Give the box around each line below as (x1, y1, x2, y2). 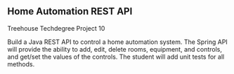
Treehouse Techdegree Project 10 (7, 24, 105, 32)
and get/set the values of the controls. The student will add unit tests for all (7, 52, 225, 61)
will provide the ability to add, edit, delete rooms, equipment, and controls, (7, 45, 223, 53)
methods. (7, 59, 35, 68)
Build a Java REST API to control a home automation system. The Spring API (7, 38, 228, 46)
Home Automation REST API (7, 6, 133, 17)
